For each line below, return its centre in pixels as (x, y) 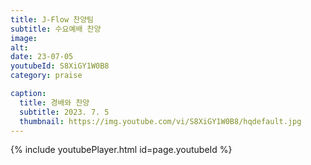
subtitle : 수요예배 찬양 (56, 29)
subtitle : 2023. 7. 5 (64, 112)
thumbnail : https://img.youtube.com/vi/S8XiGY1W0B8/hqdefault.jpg (160, 121)
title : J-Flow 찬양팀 (52, 19)
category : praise (46, 76)
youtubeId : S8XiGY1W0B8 (60, 66)
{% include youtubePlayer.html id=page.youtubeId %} (121, 150)
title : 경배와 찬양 (54, 102)
